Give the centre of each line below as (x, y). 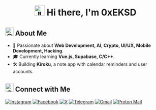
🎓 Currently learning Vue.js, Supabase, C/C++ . (64, 57)
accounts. (23, 72)
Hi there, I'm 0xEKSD (91, 12)
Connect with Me (43, 89)
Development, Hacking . (38, 51)
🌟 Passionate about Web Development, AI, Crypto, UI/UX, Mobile (82, 45)
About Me (31, 33)
